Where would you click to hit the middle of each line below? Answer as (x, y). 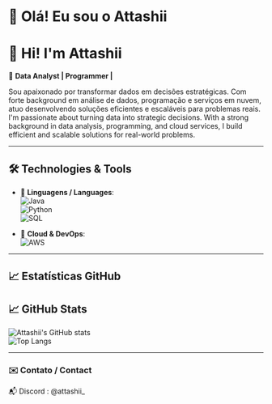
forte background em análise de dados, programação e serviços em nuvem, (135, 100)
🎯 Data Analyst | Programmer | (61, 76)
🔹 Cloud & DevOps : (53, 233)
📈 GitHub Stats (48, 309)
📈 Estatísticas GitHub (65, 276)
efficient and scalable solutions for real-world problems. (102, 135)
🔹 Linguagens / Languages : (67, 192)
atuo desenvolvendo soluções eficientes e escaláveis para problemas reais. (135, 109)
